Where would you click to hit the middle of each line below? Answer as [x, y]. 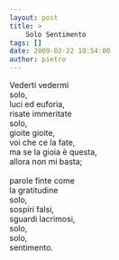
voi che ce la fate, [42, 142]
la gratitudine [34, 190]
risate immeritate [41, 114]
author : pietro [38, 59]
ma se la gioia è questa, [53, 152]
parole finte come [42, 180]
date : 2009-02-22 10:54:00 [60, 51]
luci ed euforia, [37, 104]
